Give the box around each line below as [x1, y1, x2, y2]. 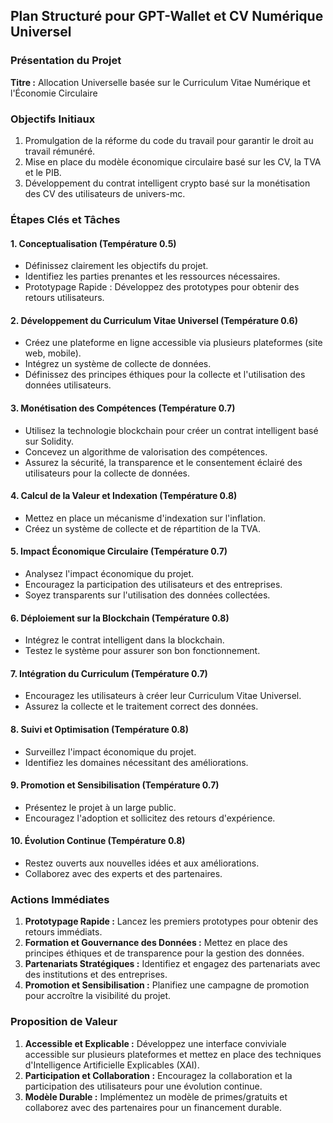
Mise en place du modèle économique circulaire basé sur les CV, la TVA [24, 155, 322, 168]
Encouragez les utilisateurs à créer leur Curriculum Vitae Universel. [24, 690, 302, 702]
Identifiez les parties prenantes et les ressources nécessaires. [24, 270, 281, 283]
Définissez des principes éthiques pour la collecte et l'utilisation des [24, 369, 306, 381]
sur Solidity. [24, 435, 74, 447]
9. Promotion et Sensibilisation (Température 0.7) [10, 779, 220, 791]
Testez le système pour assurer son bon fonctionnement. [24, 645, 261, 657]
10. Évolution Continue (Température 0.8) [10, 835, 186, 847]
